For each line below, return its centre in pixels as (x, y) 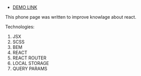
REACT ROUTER (29, 58)
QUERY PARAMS (30, 68)
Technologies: (20, 27)
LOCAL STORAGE (31, 63)
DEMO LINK (25, 7)
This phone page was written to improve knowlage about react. (71, 17)
